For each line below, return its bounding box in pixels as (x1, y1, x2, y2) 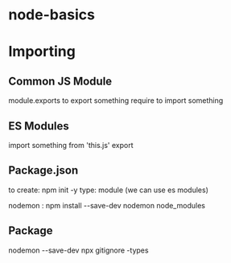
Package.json (8, 163, 79, 178)
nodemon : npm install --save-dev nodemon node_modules (8, 200, 205, 210)
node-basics (8, 6, 95, 24)
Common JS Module (8, 74, 113, 88)
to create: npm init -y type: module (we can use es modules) (8, 185, 209, 195)
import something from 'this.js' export (8, 141, 134, 150)
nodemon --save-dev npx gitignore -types (8, 245, 149, 255)
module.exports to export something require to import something (8, 96, 224, 105)
